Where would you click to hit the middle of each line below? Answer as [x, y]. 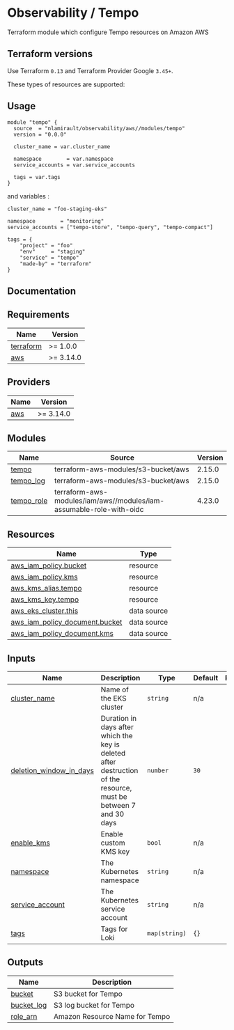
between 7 [118, 806]
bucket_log [29, 1005]
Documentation [42, 291]
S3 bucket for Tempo [88, 994]
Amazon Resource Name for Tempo [112, 1016]
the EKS [114, 699]
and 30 [112, 814]
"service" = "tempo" [49, 258]
